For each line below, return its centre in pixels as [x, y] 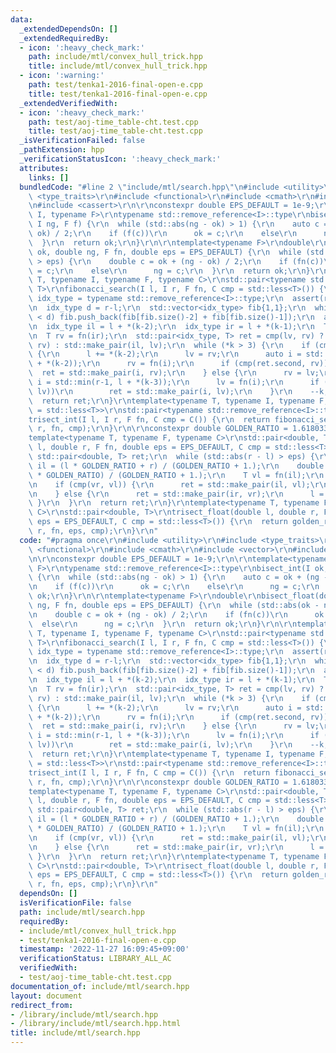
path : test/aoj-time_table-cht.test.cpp [113, 122]
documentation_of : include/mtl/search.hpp [100, 986]
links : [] [49, 177]
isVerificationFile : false [75, 903]
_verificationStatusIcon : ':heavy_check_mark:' [120, 159]
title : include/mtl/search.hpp [75, 1033]
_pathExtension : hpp [62, 150]
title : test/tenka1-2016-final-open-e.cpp [118, 94]
